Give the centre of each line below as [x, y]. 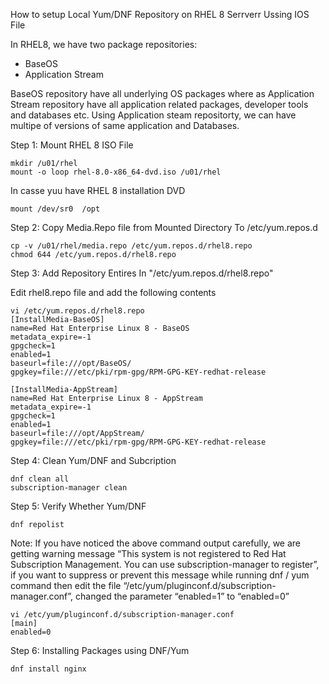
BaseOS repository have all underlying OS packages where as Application [162, 93]
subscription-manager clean [69, 488]
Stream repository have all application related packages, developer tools [159, 104]
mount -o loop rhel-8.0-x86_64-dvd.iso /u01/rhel [116, 172]
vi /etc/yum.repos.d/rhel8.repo [77, 311]
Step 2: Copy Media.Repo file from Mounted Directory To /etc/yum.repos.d [164, 227]
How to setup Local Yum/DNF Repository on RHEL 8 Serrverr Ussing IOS [160, 14]
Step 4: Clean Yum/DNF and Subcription [93, 460]
